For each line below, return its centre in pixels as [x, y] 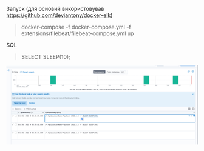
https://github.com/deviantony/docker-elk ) [59, 15]
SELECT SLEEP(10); [46, 57]
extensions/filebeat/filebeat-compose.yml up [77, 33]
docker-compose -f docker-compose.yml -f [76, 27]
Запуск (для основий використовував [55, 9]
